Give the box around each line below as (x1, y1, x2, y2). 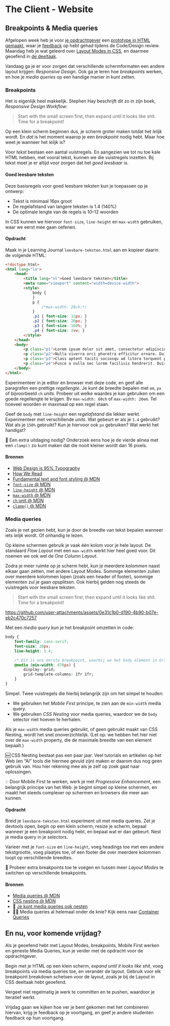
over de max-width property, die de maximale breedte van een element (5, 737, 152, 743)
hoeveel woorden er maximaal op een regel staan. (5, 401, 110, 407)
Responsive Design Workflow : (5, 103, 68, 109)
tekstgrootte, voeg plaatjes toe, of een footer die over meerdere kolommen (5, 849, 161, 855)
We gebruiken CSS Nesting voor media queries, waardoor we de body (12, 711, 158, 717)
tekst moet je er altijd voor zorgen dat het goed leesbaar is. (5, 160, 129, 166)
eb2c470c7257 (5, 615, 37, 621)
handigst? (5, 427, 26, 433)
